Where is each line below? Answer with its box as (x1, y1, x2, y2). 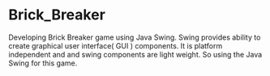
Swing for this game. (8, 58, 78, 68)
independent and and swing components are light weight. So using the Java (8, 49, 263, 59)
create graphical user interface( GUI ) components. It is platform (8, 40, 223, 50)
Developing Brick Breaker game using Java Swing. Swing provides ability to (8, 32, 261, 42)
